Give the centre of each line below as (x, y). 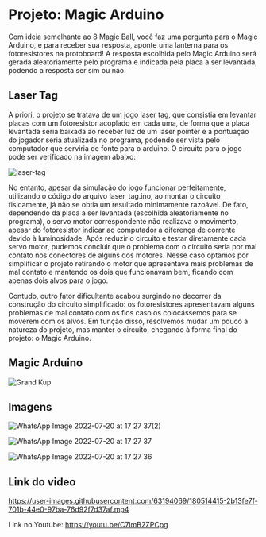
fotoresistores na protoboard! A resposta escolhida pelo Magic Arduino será (132, 53)
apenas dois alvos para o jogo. (58, 280)
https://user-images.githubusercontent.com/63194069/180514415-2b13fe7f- (133, 501)
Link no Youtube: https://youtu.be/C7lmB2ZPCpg (88, 525)
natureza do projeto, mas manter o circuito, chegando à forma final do (123, 329)
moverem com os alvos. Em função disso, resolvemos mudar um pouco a (128, 321)
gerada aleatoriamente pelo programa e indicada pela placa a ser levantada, (133, 62)
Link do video (42, 482)
